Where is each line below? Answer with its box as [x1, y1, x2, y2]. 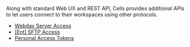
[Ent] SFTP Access [14, 28, 60, 35]
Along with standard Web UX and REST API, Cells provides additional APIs [6, 5, 185, 12]
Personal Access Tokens [14, 35, 74, 41]
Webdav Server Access [14, 23, 71, 29]
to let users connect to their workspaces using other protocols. [6, 11, 158, 18]
